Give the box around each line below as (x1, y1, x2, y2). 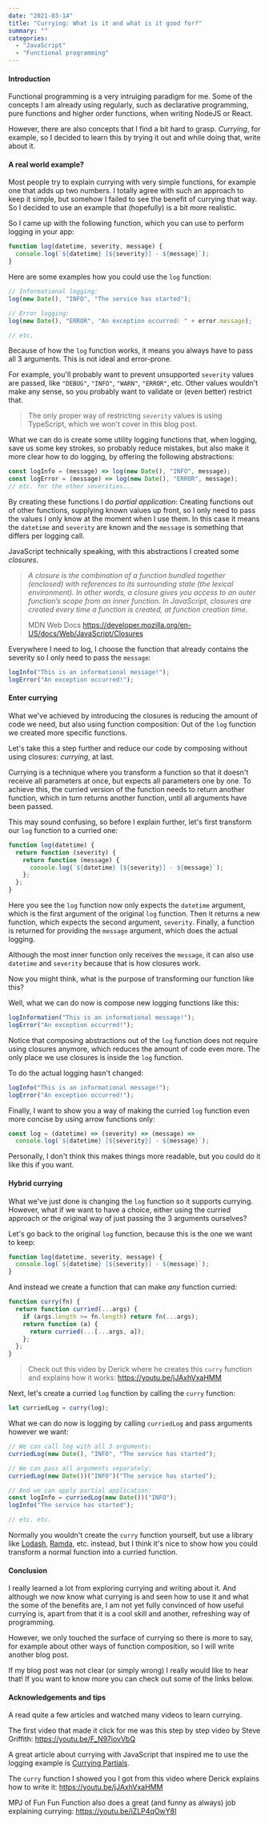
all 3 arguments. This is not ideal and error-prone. (8, 354, 172, 364)
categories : (8, 34, 48, 42)
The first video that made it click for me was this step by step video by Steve (8, 1725, 261, 1736)
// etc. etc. (8, 1516, 52, 1524)
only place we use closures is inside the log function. (8, 1052, 184, 1062)
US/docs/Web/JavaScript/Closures (27, 629, 144, 638)
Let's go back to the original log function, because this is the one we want (8, 1228, 253, 1239)
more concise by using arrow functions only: (8, 1114, 155, 1123)
